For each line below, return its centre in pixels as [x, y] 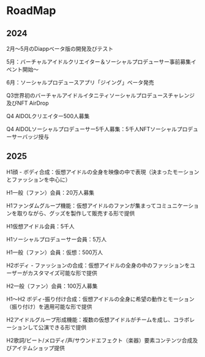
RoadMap [31, 11]
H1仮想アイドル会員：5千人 [40, 226]
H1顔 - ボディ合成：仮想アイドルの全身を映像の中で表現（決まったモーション [103, 171]
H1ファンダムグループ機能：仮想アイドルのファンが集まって [81, 205]
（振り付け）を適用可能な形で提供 [49, 306]
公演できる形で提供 [62, 327]
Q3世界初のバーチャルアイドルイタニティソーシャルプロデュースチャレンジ [100, 95]
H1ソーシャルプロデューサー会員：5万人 [57, 239]
